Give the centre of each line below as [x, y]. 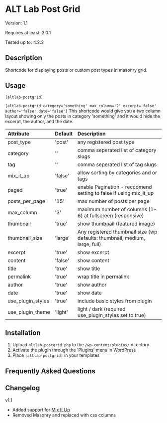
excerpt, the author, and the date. [39, 121]
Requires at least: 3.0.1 [28, 32]
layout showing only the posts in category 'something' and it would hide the [83, 116]
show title [89, 269]
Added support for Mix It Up [41, 410]
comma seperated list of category [117, 150]
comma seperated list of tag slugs [117, 164]
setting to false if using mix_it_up [116, 193]
